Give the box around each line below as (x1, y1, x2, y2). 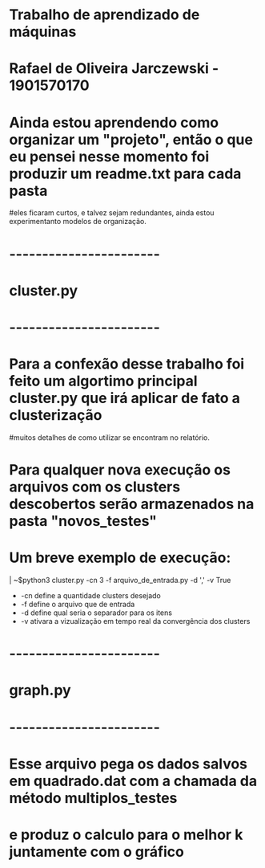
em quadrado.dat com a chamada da (9, 772, 258, 790)
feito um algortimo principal (9, 372, 199, 390)
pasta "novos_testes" (9, 512, 158, 530)
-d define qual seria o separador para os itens (20, 608, 173, 617)
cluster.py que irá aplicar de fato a (9, 389, 241, 407)
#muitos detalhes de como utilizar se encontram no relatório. (9, 432, 211, 442)
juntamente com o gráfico (9, 842, 185, 861)
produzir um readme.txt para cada (9, 165, 242, 182)
